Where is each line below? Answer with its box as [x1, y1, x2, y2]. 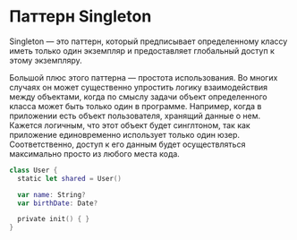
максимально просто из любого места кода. [9, 148, 181, 159]
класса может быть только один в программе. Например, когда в [9, 100, 262, 111]
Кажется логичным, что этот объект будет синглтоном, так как [9, 119, 250, 131]
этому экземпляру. [9, 55, 82, 65]
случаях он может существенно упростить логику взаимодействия [9, 81, 268, 92]
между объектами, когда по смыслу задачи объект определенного [9, 91, 267, 102]
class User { [9, 166, 58, 175]
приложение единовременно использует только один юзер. [9, 129, 240, 140]
